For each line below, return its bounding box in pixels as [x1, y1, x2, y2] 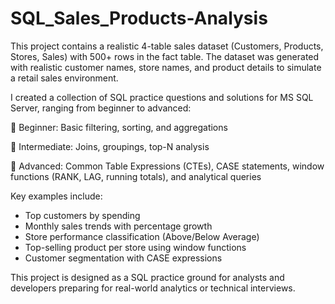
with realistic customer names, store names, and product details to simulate [10, 61, 322, 73]
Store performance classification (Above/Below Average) [24, 230, 260, 242]
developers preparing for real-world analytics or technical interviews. [10, 282, 296, 294]
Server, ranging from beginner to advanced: [10, 102, 192, 114]
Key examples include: [10, 190, 103, 202]
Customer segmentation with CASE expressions [24, 252, 223, 264]
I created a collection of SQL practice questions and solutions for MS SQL [10, 91, 314, 103]
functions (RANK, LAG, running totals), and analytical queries [10, 170, 262, 182]
